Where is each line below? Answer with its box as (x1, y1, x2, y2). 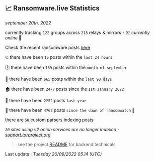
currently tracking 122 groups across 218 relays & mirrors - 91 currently (5, 29, 150, 35)
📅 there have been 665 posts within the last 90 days (5, 76, 112, 82)
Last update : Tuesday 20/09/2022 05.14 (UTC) (5, 151, 102, 157)
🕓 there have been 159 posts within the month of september (5, 64, 127, 70)
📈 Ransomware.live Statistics (5, 4, 100, 12)
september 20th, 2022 (5, 19, 51, 26)
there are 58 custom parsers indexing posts (5, 117, 94, 123)
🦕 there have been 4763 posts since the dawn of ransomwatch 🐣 (5, 107, 135, 113)
